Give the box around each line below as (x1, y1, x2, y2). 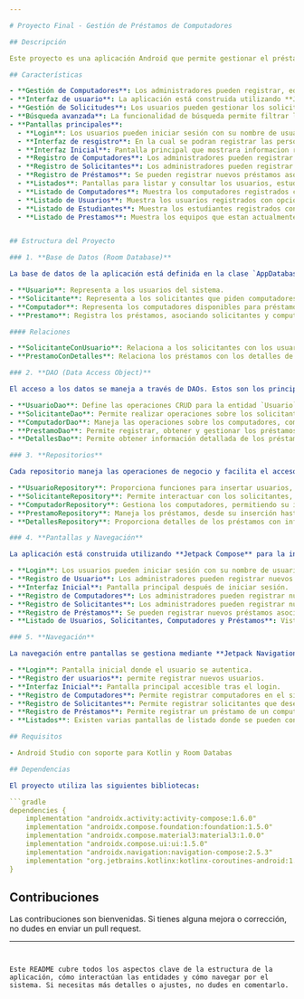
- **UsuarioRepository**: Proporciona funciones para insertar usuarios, (9, 484, 294, 493)
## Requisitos (9, 732, 63, 741)
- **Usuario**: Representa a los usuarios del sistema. (9, 286, 224, 295)
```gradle (9, 797, 47, 806)
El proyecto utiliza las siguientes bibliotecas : (9, 781, 201, 790)
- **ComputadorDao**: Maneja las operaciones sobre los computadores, (9, 418, 281, 427)
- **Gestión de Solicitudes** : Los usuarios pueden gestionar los (9, 103, 265, 113)
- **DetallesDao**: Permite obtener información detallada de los (9, 435, 265, 444)
